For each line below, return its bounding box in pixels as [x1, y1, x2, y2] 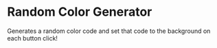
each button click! [7, 34, 58, 42]
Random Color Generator [7, 4, 152, 20]
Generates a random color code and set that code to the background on [7, 27, 211, 35]
